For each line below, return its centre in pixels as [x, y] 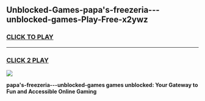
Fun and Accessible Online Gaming [52, 91]
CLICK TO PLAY [30, 37]
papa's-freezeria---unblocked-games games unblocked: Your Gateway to [102, 84]
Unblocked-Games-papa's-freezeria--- [83, 10]
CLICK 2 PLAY [27, 60]
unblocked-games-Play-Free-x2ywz [77, 20]
